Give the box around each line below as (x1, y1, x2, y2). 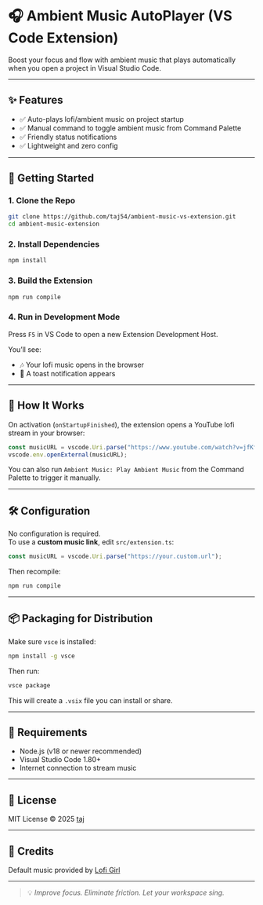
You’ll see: (8, 344, 41, 354)
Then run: (8, 666, 40, 676)
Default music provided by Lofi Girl (8, 865, 121, 874)
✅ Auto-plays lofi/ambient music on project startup (19, 114, 184, 123)
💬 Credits (8, 845, 55, 858)
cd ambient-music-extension (8, 220, 100, 229)
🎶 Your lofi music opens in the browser (19, 360, 145, 369)
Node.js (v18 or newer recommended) (19, 746, 142, 756)
